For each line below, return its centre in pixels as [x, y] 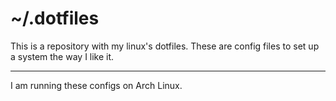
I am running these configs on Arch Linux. [96, 85]
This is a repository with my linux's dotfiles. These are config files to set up [165, 46]
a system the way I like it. [62, 56]
